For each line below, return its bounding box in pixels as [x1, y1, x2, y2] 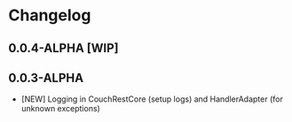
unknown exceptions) [20, 103, 101, 114]
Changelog [8, 5, 91, 26]
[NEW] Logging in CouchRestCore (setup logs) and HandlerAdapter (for [20, 94, 283, 104]
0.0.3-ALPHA [8, 70, 84, 85]
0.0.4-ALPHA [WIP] [8, 41, 119, 56]
